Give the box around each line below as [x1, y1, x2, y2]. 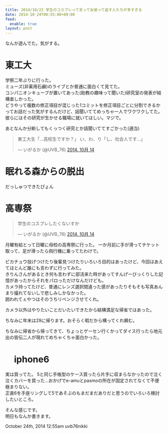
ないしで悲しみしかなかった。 [27, 290, 89, 296]
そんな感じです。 [5, 406, 40, 413]
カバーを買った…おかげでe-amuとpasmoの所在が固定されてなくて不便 [14, 377, 159, 383]
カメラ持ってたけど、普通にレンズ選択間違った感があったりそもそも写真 [5, 283, 154, 289]
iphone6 [14, 354, 50, 365]
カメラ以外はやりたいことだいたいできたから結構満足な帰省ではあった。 [5, 306, 154, 313]
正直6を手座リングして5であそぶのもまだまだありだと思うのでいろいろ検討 [5, 390, 160, 396]
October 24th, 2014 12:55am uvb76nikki [5, 423, 88, 429]
